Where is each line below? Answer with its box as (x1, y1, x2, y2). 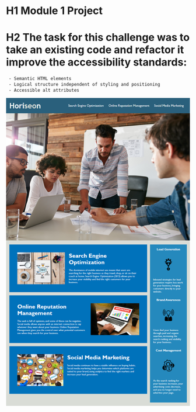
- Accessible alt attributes (8, 88, 80, 94)
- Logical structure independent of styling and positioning (8, 82, 160, 88)
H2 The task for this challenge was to (6, 31, 190, 44)
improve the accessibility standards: (6, 56, 187, 69)
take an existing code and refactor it (6, 43, 184, 57)
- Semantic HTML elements (8, 76, 72, 82)
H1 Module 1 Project (6, 4, 103, 18)
